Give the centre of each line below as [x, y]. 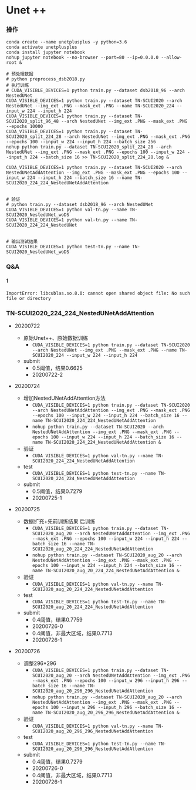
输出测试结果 [25, 242]
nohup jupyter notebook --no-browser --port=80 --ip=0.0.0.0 [82, 58]
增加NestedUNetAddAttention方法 [64, 398]
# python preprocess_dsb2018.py [45, 79]
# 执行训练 [18, 86]
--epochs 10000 [25, 127]
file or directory [28, 298]
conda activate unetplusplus [42, 48]
